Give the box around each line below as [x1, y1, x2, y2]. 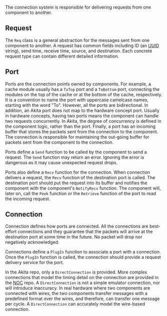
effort [5, 229, 17, 235]
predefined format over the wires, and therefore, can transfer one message [5, 296, 160, 302]
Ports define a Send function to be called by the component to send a [5, 149, 147, 155]
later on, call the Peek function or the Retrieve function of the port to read [5, 190, 156, 196]
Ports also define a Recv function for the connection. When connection [5, 169, 150, 175]
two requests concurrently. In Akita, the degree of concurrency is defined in [5, 118, 161, 124]
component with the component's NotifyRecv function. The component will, [5, 185, 161, 191]
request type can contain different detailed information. [5, 53, 119, 59]
